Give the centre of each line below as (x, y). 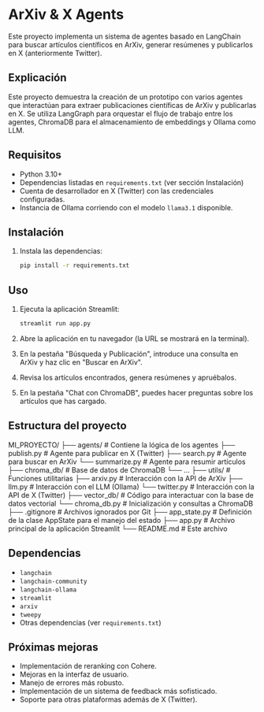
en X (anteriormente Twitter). (55, 53)
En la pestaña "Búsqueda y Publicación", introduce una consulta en (129, 354)
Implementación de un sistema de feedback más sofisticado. (118, 692)
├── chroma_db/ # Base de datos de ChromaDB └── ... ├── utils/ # (119, 469)
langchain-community (53, 581)
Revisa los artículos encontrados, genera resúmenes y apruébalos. (128, 377)
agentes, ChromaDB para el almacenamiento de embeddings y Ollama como (132, 122)
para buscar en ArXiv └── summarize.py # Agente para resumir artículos (127, 462)
